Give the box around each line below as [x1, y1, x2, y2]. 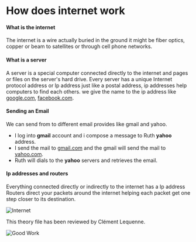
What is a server [6, 56, 47, 63]
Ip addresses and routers [6, 170, 68, 177]
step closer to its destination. [6, 196, 76, 202]
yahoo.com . [14, 150, 44, 157]
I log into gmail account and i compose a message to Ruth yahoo [14, 132, 172, 139]
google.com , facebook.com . [6, 94, 74, 101]
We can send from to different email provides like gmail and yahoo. [6, 120, 167, 127]
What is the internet [6, 23, 56, 30]
